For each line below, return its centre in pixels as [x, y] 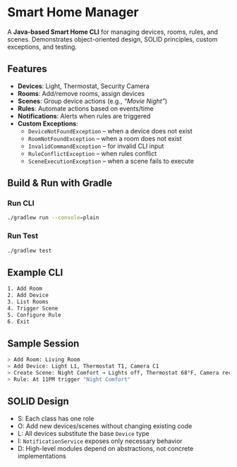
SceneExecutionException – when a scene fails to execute [111, 161]
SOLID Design [38, 402]
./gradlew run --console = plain [53, 218]
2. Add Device [28, 296]
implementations [42, 456]
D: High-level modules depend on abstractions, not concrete [105, 448]
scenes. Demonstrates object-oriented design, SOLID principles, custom [113, 39]
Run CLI [21, 203]
